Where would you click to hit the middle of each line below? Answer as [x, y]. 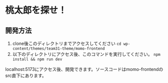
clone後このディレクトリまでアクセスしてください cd [67, 44]
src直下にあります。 [26, 75]
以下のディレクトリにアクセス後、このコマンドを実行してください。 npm [86, 54]
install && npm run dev [37, 59]
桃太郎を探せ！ [36, 10]
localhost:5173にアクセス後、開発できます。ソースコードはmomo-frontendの [84, 69]
